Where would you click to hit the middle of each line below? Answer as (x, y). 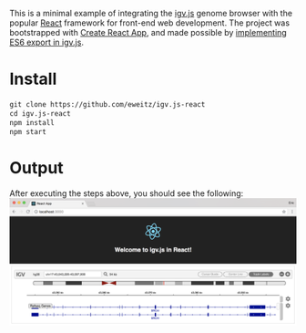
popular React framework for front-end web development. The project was (149, 23)
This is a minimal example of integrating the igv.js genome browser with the (151, 13)
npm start (28, 131)
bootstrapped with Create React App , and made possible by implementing (148, 32)
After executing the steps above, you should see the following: (127, 193)
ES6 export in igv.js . (47, 42)
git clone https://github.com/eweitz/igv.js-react (107, 104)
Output (36, 168)
